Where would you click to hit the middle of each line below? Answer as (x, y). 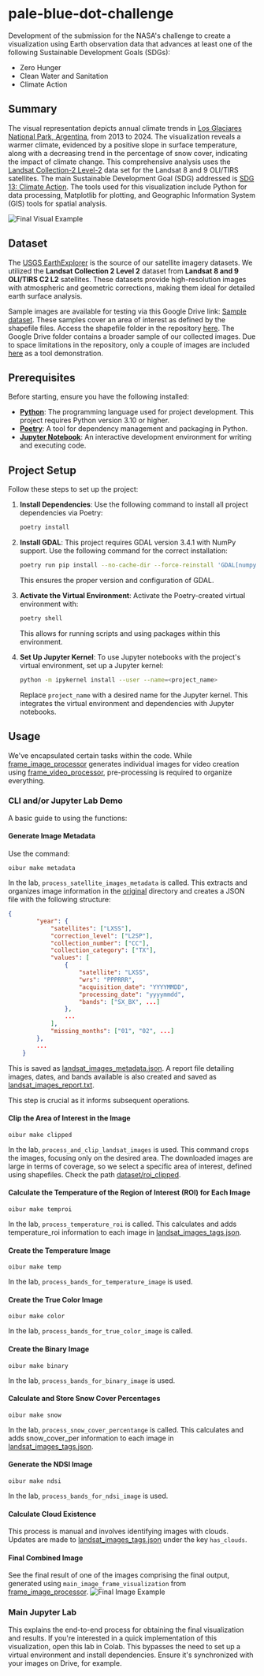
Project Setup (43, 470)
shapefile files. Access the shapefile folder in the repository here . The (121, 328)
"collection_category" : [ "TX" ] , (103, 950)
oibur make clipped (40, 1135)
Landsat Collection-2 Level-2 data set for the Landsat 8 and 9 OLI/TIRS (123, 169)
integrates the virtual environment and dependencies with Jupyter (127, 703)
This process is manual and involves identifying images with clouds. (119, 1531)
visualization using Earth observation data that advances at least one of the (130, 43)
